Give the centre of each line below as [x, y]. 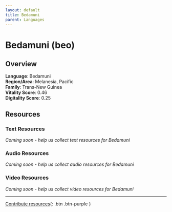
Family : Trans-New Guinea [34, 87]
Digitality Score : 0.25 [28, 98]
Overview [21, 64]
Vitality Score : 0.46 [26, 92]
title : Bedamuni [23, 15]
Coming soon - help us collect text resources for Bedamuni [68, 140]
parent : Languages [25, 20]
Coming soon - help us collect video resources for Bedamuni [70, 189]
